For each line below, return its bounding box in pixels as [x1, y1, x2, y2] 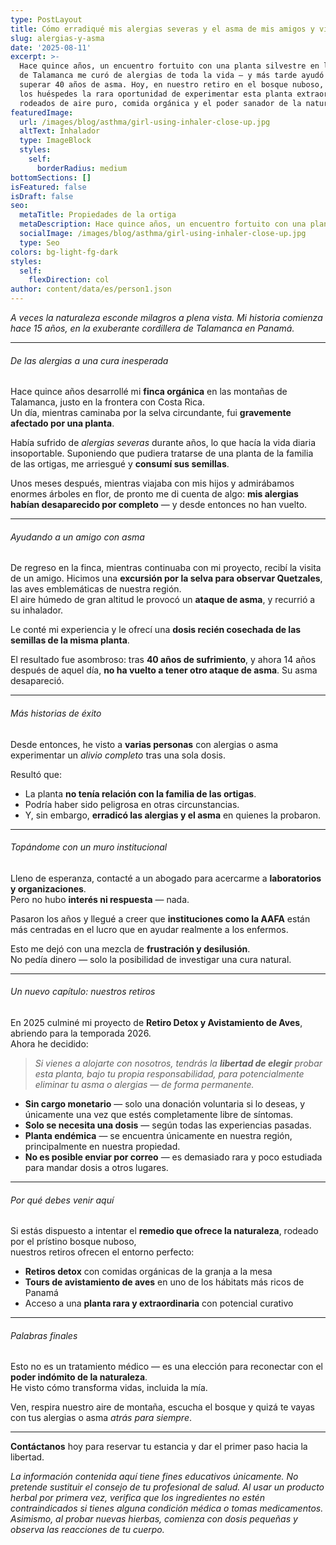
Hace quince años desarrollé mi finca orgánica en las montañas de [10, 386, 288, 398]
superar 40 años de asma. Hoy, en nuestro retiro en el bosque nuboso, [19, 80, 325, 90]
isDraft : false [10, 191, 74, 201]
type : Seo [19, 237, 60, 248]
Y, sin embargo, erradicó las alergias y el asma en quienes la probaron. [24, 809, 321, 821]
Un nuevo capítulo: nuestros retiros [10, 986, 156, 998]
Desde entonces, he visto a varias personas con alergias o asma [10, 738, 279, 750]
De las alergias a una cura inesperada [10, 354, 169, 366]
